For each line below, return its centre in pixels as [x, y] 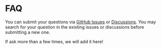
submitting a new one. [28, 32]
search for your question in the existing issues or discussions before [75, 27]
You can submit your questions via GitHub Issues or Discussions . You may [81, 22]
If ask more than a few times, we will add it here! [54, 41]
